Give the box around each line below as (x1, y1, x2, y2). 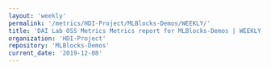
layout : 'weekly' (8, 11, 67, 20)
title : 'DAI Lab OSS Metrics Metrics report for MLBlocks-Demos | (8, 27, 236, 35)
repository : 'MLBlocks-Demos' (8, 42, 110, 50)
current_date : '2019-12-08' (8, 49, 103, 57)
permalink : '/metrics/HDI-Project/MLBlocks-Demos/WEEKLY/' (8, 19, 211, 27)
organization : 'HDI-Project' (8, 34, 106, 43)
